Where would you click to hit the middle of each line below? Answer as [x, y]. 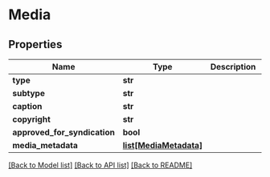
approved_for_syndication [63, 132]
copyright [31, 119]
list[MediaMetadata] [163, 145]
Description [233, 67]
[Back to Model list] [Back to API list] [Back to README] [100, 165]
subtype [29, 93]
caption [27, 106]
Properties [35, 44]
